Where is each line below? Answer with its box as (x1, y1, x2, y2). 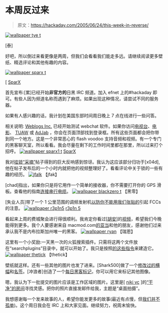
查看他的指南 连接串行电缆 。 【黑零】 (13, 188, 140, 194)
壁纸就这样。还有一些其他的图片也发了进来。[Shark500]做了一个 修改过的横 (5, 262, 160, 268)
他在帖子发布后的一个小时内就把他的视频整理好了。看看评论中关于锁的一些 (5, 165, 158, 171)
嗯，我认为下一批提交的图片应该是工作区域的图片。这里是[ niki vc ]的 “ (5, 279, 149, 285)
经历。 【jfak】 (13, 171, 60, 177)
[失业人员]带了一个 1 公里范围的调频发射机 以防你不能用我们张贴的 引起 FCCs (5, 199, 161, 205)
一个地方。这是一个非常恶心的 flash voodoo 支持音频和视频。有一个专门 (13, 136, 161, 142)
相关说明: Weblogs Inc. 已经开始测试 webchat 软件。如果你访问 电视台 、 (5, 123, 152, 129)
